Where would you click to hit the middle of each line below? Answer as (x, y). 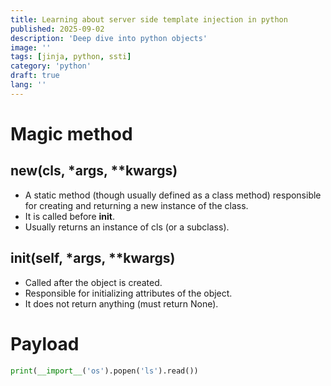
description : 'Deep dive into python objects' (109, 38)
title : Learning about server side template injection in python (149, 19)
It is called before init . (69, 216)
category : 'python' (51, 66)
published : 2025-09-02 (57, 29)
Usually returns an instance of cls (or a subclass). (127, 227)
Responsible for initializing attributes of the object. (128, 293)
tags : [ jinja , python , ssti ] (71, 57)
